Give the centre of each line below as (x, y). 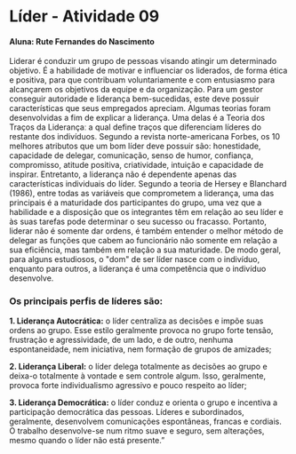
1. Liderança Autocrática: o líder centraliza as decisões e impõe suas (136, 321)
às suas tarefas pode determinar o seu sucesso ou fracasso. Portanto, (138, 222)
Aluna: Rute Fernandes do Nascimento (82, 41)
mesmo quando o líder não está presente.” (87, 440)
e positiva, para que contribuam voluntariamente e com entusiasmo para (142, 80)
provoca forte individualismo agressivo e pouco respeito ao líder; (128, 385)
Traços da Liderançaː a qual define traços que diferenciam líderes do (136, 127)
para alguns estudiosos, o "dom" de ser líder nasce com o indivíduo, (135, 259)
